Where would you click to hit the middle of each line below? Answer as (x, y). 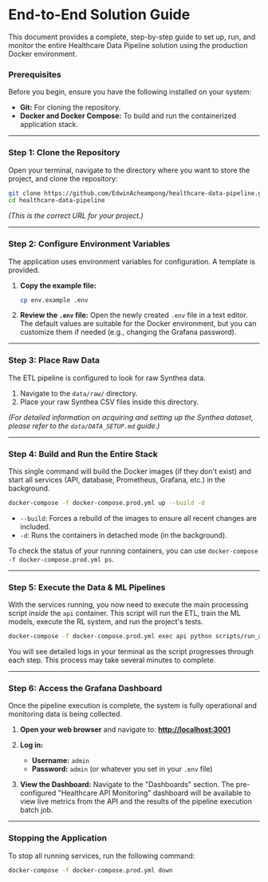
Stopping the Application (58, 838)
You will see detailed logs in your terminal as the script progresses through (131, 652)
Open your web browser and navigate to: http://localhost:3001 (125, 729)
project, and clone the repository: (63, 178)
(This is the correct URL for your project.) (76, 216)
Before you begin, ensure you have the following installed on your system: (130, 92)
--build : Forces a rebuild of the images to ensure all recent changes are (138, 518)
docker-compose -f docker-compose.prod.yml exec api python (110, 637)
